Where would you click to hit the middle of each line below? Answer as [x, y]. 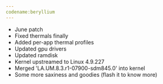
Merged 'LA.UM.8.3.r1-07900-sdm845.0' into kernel [80, 68]
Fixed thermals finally [41, 36]
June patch [29, 29]
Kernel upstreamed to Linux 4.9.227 [59, 61]
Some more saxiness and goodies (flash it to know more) [86, 74]
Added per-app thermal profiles [54, 42]
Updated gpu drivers [40, 49]
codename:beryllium [30, 12]
